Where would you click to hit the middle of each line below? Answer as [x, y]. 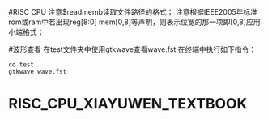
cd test [21, 65]
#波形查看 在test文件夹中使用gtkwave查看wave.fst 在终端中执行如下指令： [132, 49]
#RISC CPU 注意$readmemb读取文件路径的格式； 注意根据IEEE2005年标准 [133, 12]
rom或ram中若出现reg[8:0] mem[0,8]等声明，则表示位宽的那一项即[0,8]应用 [134, 22]
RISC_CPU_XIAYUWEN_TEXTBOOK [128, 104]
